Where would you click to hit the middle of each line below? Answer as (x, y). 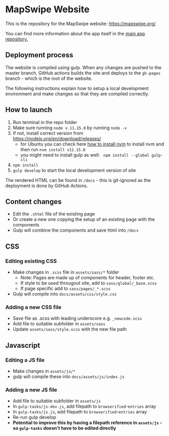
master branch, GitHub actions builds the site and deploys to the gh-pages (83, 73)
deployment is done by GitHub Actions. (47, 185)
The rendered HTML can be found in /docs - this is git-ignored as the (78, 180)
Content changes (34, 202)
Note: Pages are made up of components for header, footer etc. (88, 278)
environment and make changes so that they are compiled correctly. (77, 94)
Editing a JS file (25, 360)
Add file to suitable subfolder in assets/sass (59, 324)
